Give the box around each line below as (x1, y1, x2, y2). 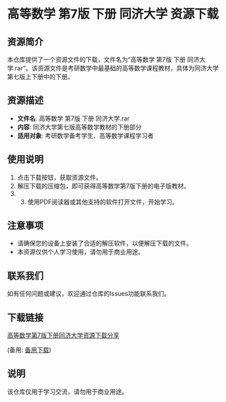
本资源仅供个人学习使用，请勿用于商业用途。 (17, 248, 145, 256)
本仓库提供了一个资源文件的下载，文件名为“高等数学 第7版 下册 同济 (7, 56, 200, 63)
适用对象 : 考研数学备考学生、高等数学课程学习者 (17, 131, 154, 140)
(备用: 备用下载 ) (7, 346, 52, 355)
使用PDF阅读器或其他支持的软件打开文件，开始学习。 (27, 198, 178, 206)
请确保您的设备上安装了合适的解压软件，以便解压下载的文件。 (17, 239, 193, 248)
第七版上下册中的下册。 (7, 73, 74, 81)
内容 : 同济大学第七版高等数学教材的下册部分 (17, 123, 142, 131)
